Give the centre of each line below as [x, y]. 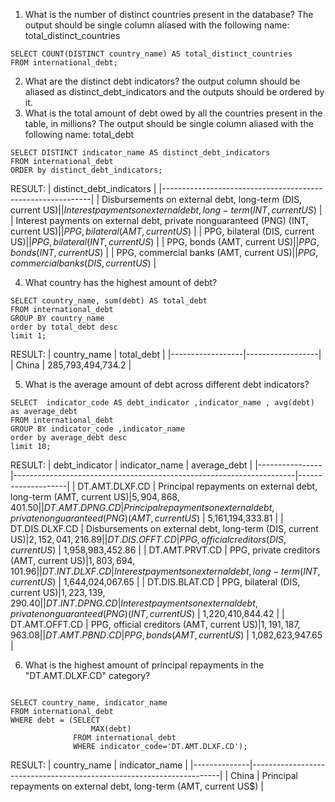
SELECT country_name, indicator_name [89, 703]
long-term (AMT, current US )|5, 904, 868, [95, 497]
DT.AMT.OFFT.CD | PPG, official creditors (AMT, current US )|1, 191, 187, [155, 624]
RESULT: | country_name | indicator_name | [99, 765]
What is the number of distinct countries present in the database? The [169, 14]
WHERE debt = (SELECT [55, 720]
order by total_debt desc [64, 327]
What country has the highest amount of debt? [121, 282]
